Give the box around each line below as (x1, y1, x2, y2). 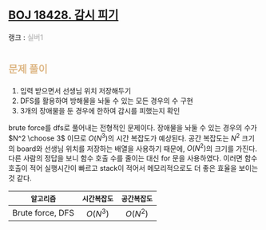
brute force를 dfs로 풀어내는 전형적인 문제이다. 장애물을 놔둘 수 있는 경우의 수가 (8, 122, 257, 133)
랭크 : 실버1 (8, 32, 44, 42)
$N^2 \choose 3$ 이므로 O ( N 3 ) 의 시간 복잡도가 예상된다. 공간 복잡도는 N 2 (8, 132, 240, 143)
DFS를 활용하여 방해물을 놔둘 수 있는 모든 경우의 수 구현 (19, 96, 193, 105)
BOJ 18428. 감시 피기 (8, 8, 119, 22)
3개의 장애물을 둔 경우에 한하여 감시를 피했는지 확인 (19, 105, 181, 115)
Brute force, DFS (12, 207, 74, 218)
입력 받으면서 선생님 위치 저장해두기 (19, 85, 132, 95)
